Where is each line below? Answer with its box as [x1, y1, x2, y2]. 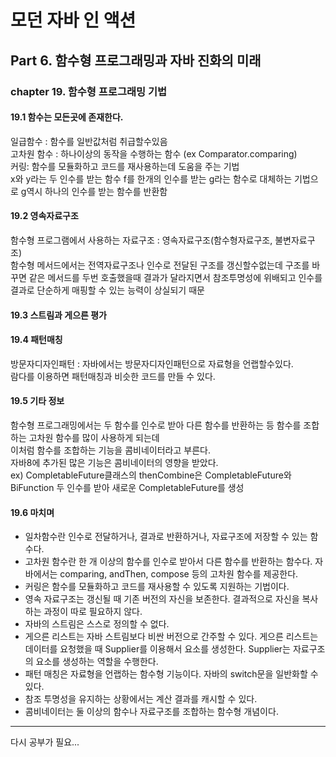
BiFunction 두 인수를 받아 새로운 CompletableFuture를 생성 [10, 481, 245, 493]
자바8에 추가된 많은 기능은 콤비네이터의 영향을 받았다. [10, 456, 219, 468]
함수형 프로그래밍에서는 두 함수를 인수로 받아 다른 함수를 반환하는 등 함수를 [10, 419, 302, 431]
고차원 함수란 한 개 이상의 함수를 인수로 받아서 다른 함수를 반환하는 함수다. [24, 556, 313, 568]
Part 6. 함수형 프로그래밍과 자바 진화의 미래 [10, 52, 262, 69]
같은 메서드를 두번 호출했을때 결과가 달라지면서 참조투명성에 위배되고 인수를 [28, 271, 323, 283]
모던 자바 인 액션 [10, 9, 137, 32]
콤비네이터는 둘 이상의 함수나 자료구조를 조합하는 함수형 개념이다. [24, 706, 279, 718]
